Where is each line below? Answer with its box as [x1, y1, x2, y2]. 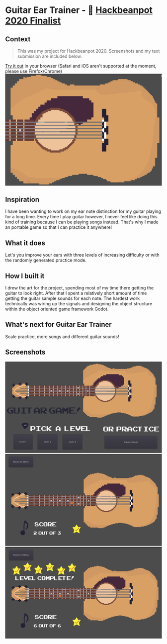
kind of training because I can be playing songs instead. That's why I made [5, 219, 159, 225]
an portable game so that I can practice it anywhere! [5, 224, 112, 230]
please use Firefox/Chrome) [5, 68, 63, 74]
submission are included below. [17, 53, 82, 59]
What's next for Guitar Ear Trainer [5, 320, 112, 329]
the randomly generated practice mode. [5, 257, 87, 263]
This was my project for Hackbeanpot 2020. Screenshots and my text [17, 48, 160, 54]
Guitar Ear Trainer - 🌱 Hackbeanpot [5, 4, 153, 16]
